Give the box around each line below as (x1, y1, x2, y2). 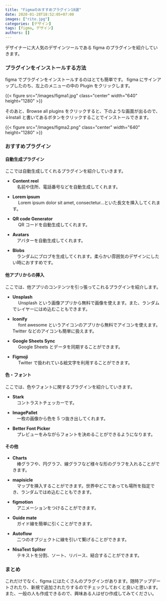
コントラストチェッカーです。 (16, 400, 77, 405)
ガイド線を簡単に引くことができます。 (16, 521, 95, 527)
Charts (12, 455, 27, 461)
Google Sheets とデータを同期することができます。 (18, 343, 123, 350)
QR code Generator (12, 216, 53, 222)
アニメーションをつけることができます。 (16, 505, 99, 511)
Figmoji (12, 353, 28, 360)
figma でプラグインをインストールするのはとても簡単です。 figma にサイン (5, 76, 157, 82)
